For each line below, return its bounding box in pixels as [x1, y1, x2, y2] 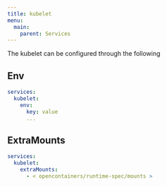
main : [13, 23, 30, 30]
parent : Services [20, 30, 71, 37]
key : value [25, 108, 58, 115]
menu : [7, 17, 23, 24]
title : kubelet [7, 10, 52, 18]
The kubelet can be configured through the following [7, 49, 161, 58]
